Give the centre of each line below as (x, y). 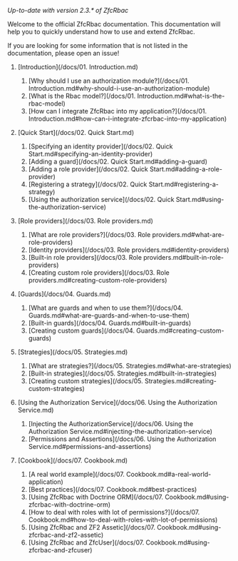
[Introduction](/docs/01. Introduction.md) (78, 67)
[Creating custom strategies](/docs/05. (86, 381)
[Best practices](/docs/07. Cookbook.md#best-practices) (113, 489)
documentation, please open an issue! (63, 53)
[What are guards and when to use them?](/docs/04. (105, 308)
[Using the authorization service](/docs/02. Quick (101, 199)
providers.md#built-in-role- (184, 257)
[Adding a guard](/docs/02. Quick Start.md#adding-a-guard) (118, 161)
